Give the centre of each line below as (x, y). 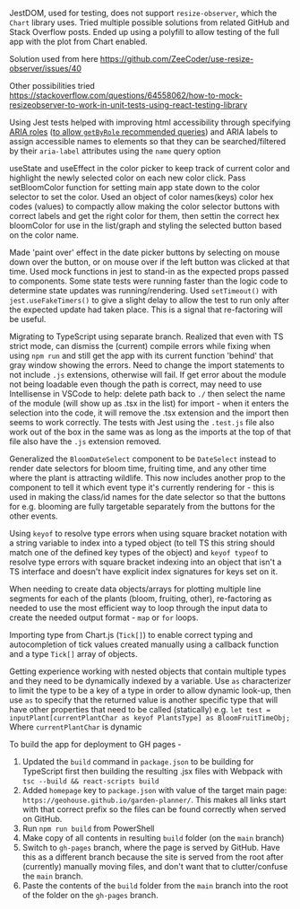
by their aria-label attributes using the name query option (115, 151)
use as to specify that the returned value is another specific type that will (144, 700)
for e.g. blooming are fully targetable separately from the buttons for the (142, 507)
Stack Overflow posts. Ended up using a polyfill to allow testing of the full (144, 32)
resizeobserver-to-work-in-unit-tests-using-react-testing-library (129, 105)
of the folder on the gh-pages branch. (90, 895)
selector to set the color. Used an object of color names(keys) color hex (141, 197)
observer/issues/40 (46, 68)
